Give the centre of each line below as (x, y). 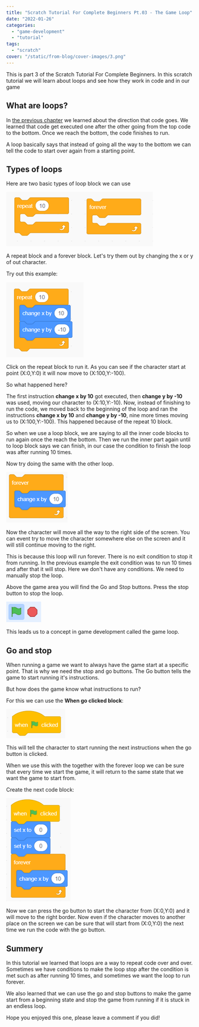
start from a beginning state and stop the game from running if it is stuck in (98, 1000)
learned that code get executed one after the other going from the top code (99, 126)
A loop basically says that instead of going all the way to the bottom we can (99, 144)
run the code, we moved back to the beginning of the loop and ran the (92, 409)
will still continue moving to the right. (51, 545)
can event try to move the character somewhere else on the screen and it (96, 539)
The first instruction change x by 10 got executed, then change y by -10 (94, 396)
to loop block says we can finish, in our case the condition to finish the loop (99, 446)
